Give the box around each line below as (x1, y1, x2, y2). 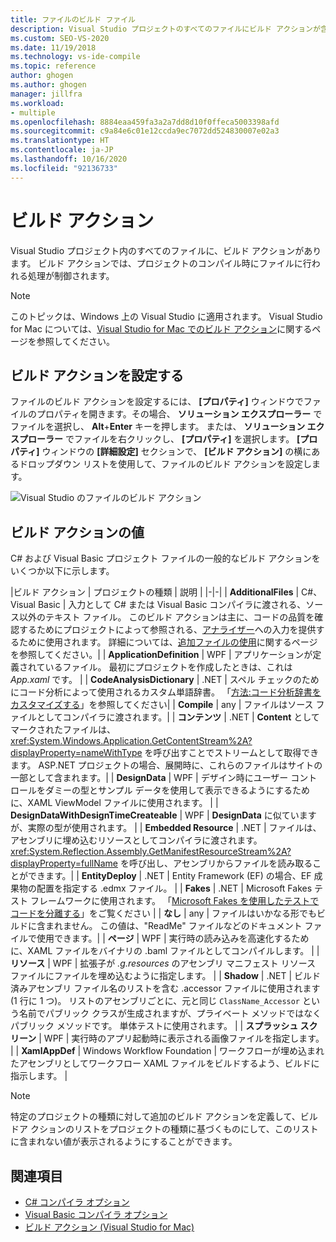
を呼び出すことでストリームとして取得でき (144, 747, 320, 759)
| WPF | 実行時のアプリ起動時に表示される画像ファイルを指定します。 (38, 1032, 325, 1045)
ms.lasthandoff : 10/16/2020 (10, 154, 128, 164)
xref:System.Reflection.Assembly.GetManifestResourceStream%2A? (10, 846, 292, 858)
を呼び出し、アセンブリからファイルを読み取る (119, 857, 313, 870)
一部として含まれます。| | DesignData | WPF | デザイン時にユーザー (10, 772, 289, 784)
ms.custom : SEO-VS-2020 (10, 33, 110, 43)
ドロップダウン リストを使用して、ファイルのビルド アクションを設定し (18, 458, 313, 470)
